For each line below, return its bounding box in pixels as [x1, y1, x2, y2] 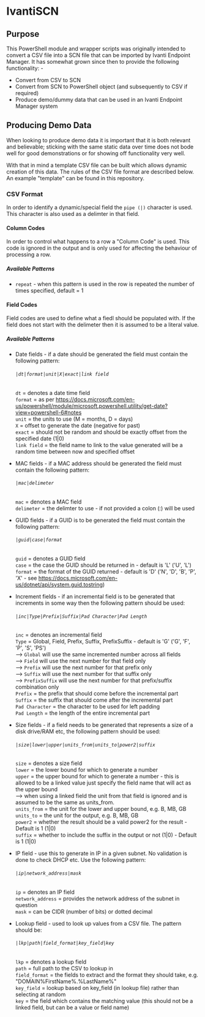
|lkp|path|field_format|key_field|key [15, 940, 114, 946]
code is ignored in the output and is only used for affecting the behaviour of [6, 244, 197, 252]
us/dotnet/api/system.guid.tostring [15, 581, 103, 588]
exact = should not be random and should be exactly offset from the [15, 428, 187, 436]
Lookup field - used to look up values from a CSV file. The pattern [15, 919, 182, 927]
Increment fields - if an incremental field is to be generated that [15, 593, 176, 601]
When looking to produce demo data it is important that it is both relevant [6, 136, 191, 144]
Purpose [6, 29, 40, 39]
